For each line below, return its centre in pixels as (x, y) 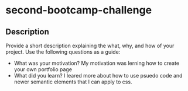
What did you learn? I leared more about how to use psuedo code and (98, 76)
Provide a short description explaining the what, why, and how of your (90, 45)
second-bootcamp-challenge (79, 10)
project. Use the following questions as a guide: (63, 52)
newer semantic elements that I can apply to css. (73, 82)
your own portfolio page (43, 69)
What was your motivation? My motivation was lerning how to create (97, 63)
